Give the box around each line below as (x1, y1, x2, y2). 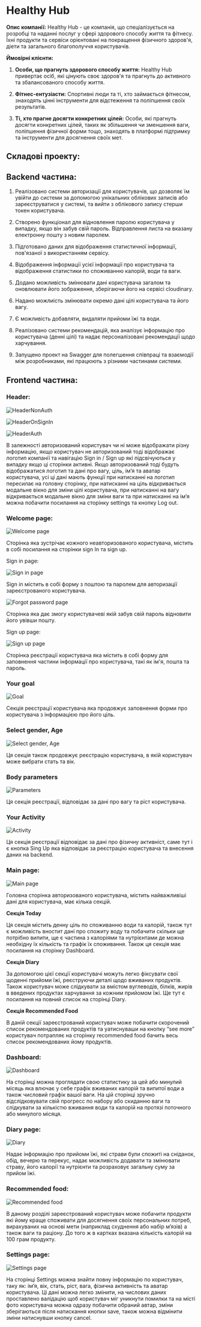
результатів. (14, 103, 47, 110)
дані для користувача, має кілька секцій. (6, 898, 112, 905)
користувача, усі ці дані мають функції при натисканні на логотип (6, 473, 175, 481)
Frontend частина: (6, 375, 78, 385)
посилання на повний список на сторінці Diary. (6, 995, 127, 1002)
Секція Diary (6, 958, 40, 965)
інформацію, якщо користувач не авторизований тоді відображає (6, 448, 175, 455)
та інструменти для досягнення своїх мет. (14, 133, 123, 141)
